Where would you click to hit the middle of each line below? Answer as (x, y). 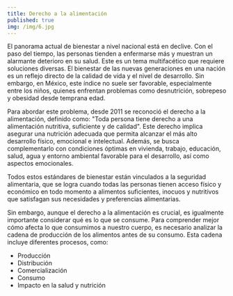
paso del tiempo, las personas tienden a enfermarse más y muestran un (110, 54)
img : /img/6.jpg (31, 26)
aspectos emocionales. (40, 164)
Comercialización (42, 271)
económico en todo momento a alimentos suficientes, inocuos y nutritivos (113, 192)
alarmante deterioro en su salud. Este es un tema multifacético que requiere (116, 61)
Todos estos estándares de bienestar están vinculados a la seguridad (107, 177)
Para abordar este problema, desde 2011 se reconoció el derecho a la (106, 111)
